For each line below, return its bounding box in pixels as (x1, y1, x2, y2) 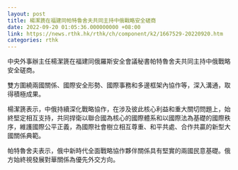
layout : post (7, 10, 46, 18)
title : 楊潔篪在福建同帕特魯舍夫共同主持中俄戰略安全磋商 (7, 17, 157, 24)
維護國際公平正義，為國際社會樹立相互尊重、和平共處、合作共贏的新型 (19, 123, 225, 131)
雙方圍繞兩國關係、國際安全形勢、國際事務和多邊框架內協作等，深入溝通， (7, 81, 225, 89)
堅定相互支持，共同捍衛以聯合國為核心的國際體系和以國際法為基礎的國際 (13, 114, 225, 123)
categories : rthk (7, 37, 59, 44)
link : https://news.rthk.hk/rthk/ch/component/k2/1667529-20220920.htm (7, 30, 223, 38)
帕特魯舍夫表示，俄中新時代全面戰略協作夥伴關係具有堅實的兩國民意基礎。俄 (7, 147, 231, 155)
